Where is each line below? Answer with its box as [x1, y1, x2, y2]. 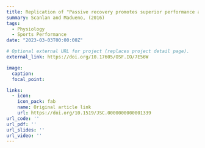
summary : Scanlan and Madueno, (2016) [6, 15, 105, 21]
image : [6, 65, 23, 71]
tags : [6, 20, 20, 26]
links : [6, 87, 23, 93]
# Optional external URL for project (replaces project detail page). [6, 48, 190, 55]
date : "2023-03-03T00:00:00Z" [6, 37, 84, 43]
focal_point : [12, 76, 45, 82]
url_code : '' [6, 115, 40, 122]
